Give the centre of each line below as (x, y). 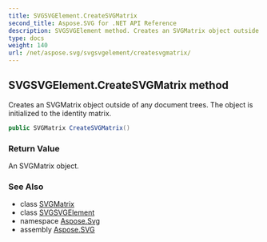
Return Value (34, 148)
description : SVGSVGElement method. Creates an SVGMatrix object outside (134, 30)
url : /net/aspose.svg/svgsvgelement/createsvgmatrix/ (100, 53)
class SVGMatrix (47, 204)
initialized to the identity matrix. (60, 113)
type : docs (26, 38)
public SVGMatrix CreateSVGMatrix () (69, 128)
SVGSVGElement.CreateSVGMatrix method (119, 85)
